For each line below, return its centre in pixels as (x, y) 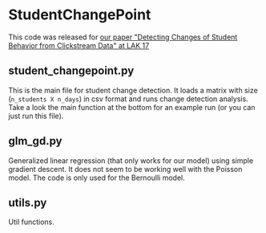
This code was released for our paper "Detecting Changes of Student (123, 37)
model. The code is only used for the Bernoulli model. (97, 178)
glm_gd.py (35, 141)
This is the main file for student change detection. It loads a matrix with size (133, 90)
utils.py (28, 202)
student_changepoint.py (71, 71)
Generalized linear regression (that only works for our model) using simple (131, 160)
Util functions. (31, 222)
